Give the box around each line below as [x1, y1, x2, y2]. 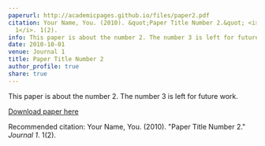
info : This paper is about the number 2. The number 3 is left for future [8, 33, 259, 42]
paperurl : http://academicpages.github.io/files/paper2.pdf [8, 11, 211, 20]
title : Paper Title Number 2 [8, 56, 104, 64]
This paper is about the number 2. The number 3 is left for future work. [8, 91, 238, 100]
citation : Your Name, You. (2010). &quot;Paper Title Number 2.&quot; [8, 19, 245, 27]
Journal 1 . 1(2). [8, 130, 57, 140]
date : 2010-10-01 [8, 41, 65, 49]
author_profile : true [8, 63, 80, 71]
